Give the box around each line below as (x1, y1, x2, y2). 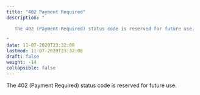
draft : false (6, 54, 40, 60)
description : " (6, 15, 45, 21)
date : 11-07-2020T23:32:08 (6, 42, 75, 49)
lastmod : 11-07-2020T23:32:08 (6, 48, 84, 54)
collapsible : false (6, 65, 56, 71)
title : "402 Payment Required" (6, 9, 86, 15)
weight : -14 (6, 59, 37, 65)
